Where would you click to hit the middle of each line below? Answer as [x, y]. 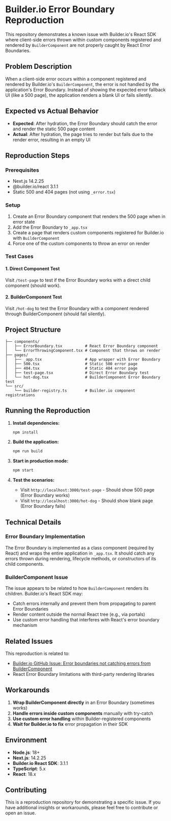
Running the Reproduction [48, 411]
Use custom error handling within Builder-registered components [82, 719]
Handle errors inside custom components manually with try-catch [83, 713]
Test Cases [20, 257]
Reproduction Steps [37, 156]
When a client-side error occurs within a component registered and [76, 79]
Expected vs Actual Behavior [52, 111]
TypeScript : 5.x [29, 769]
